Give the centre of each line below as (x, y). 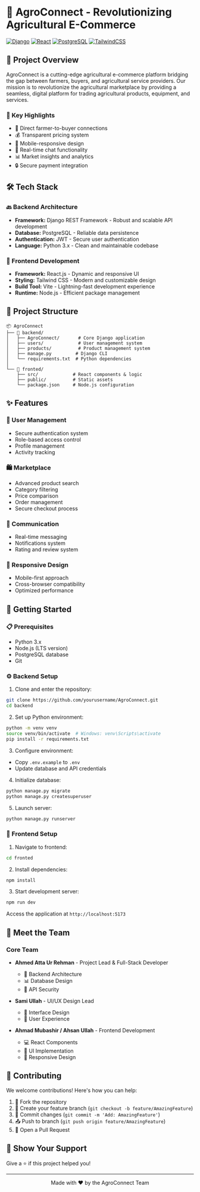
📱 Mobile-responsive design (49, 144)
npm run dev (21, 902)
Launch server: (33, 808)
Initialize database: (38, 780)
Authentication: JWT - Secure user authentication (77, 239)
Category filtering (36, 489)
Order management (39, 502)
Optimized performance (44, 591)
